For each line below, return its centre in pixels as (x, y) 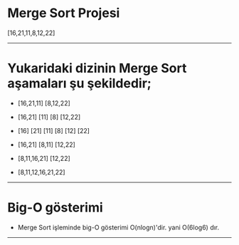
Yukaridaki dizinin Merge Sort (97, 68)
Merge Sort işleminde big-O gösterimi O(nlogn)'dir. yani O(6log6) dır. (118, 227)
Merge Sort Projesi (64, 13)
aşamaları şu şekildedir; (79, 84)
